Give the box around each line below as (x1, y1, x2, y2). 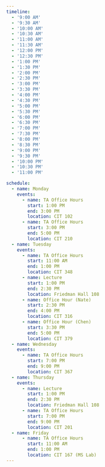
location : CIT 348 (27, 269, 73, 275)
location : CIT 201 (27, 424, 73, 430)
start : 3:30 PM (27, 324, 65, 330)
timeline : (6, 8, 31, 15)
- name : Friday (11, 430, 49, 436)
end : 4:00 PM (27, 308, 60, 314)
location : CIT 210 (27, 236, 73, 242)
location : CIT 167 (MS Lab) (27, 452, 97, 458)
